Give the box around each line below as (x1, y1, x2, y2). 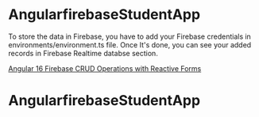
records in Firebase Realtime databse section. (8, 48, 159, 58)
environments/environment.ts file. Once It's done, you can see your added (8, 40, 252, 49)
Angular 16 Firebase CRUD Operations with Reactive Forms (8, 63, 202, 73)
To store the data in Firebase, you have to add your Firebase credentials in (8, 32, 252, 41)
